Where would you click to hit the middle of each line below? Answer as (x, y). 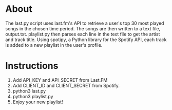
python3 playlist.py (33, 96)
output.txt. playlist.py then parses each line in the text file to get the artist (83, 34)
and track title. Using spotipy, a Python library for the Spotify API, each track (86, 40)
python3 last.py (29, 91)
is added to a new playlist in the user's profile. (54, 45)
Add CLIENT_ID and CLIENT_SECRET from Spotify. (66, 85)
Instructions (32, 66)
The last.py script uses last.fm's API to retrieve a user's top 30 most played (85, 23)
